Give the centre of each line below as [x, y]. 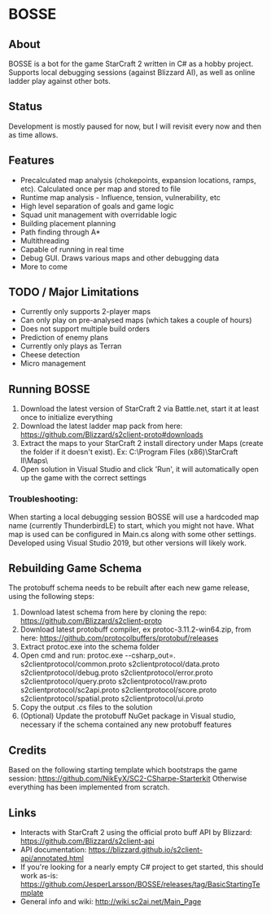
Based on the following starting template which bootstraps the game [123, 770]
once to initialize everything [66, 418]
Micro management [53, 364]
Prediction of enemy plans [64, 338]
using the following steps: [52, 597]
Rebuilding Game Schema [75, 568]
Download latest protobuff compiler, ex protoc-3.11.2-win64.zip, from [135, 630]
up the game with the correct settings [83, 478]
